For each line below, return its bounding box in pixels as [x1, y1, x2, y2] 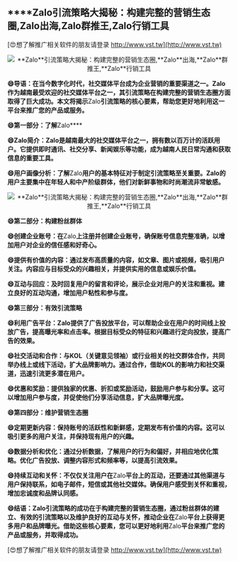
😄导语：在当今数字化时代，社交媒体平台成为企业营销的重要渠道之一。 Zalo [7, 79, 226, 87]
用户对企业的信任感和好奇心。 [13, 240, 101, 249]
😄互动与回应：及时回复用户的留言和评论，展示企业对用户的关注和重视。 [7, 279, 219, 288]
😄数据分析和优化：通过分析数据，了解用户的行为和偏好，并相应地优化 [7, 447, 212, 455]
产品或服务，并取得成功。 [7, 531, 82, 539]
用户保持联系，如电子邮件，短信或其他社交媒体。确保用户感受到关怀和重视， [7, 479, 231, 488]
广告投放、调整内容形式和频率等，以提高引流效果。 [31, 456, 181, 465]
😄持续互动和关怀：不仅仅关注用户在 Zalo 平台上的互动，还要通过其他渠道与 [7, 471, 225, 479]
